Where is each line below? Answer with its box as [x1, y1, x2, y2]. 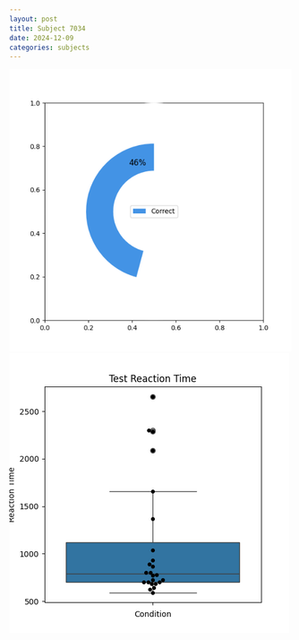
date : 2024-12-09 [9, 33, 74, 42]
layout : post [9, 14, 58, 23]
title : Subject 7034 [9, 23, 87, 33]
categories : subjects [9, 43, 90, 52]
